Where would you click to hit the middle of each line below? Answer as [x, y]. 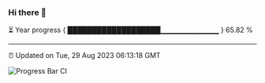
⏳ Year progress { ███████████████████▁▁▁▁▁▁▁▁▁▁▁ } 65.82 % [131, 30]
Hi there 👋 [28, 13]
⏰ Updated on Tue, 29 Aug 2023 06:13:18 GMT [84, 56]
